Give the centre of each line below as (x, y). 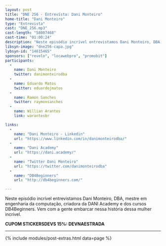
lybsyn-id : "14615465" (28, 51)
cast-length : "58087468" (31, 33)
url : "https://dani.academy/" (45, 153)
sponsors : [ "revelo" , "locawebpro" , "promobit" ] (56, 56)
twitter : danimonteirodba (41, 74)
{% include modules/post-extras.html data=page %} (59, 238)
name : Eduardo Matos (35, 83)
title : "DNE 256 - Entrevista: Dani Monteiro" (54, 14)
